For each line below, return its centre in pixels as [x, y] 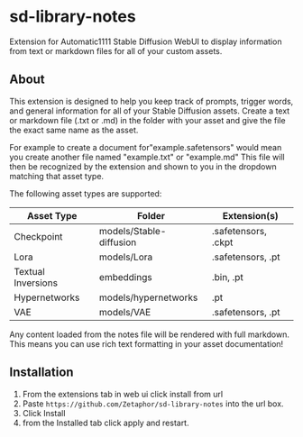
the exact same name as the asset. [74, 130]
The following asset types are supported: [86, 193]
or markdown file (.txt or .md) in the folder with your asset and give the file [147, 120]
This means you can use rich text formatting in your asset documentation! [147, 343]
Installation [41, 373]
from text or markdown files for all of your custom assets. [116, 50]
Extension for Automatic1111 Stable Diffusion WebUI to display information [146, 41]
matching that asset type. [57, 176]
